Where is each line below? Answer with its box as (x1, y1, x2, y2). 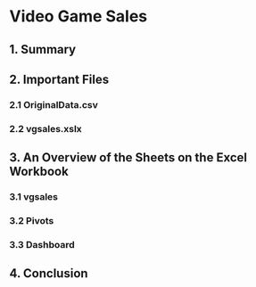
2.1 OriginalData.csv (9, 98, 98, 111)
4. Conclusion (9, 266, 88, 282)
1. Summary (9, 42, 77, 57)
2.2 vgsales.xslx (9, 122, 82, 135)
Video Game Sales (9, 6, 148, 27)
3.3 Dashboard (9, 238, 75, 250)
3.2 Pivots (9, 215, 54, 227)
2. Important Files (9, 71, 110, 86)
